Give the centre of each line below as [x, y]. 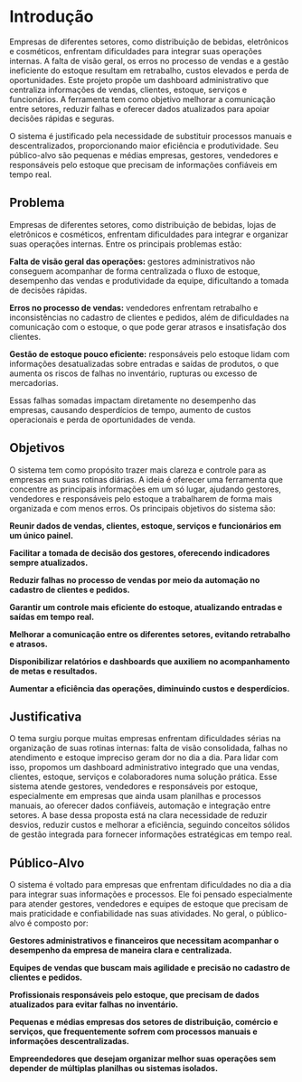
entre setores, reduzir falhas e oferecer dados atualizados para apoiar [140, 108]
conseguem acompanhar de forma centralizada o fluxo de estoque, [135, 271]
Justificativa [46, 716]
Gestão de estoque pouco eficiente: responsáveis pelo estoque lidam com [150, 353]
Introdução [52, 17]
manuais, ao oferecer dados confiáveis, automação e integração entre [140, 805]
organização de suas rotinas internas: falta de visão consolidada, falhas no [148, 748]
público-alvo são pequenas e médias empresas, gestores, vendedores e [144, 155]
